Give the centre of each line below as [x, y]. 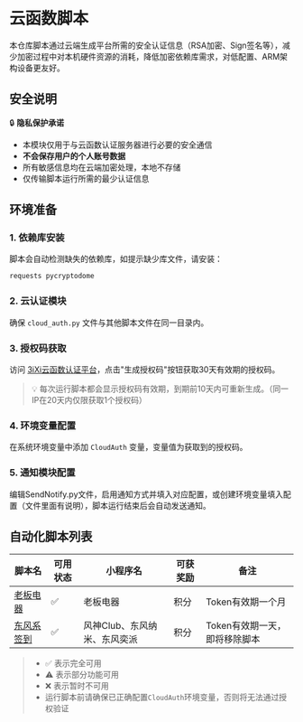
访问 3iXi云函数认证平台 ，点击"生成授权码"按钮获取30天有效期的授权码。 [145, 369]
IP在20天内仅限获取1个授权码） [89, 399]
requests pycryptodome [52, 277]
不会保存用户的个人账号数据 [74, 155]
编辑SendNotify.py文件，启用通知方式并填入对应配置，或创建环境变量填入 [147, 494]
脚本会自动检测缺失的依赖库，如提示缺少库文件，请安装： [116, 259]
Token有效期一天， [246, 626]
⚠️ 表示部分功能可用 [82, 675]
